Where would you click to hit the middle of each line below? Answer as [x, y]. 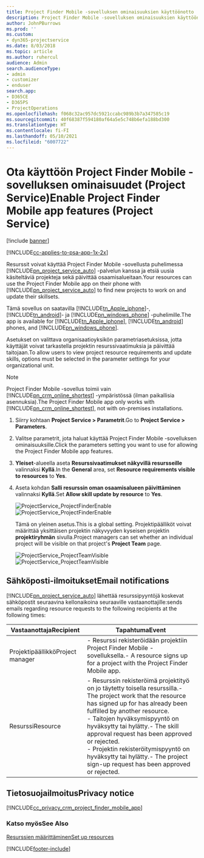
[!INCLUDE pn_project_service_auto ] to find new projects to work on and [96, 290]
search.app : [21, 91]
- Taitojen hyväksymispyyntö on [133, 718]
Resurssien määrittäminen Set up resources [60, 837]
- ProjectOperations [32, 108]
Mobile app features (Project [80, 211]
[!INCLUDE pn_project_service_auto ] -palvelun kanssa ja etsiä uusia [90, 271]
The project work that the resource [137, 696]
